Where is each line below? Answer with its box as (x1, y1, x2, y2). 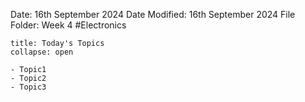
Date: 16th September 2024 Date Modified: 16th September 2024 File (10, 9, 296, 20)
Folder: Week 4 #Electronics (10, 19, 127, 31)
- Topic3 (10, 82, 47, 92)
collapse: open (10, 47, 74, 57)
